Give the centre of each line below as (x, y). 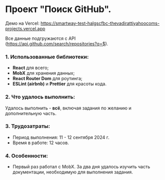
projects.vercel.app (25, 28)
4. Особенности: (27, 156)
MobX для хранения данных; (44, 73)
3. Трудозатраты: (28, 126)
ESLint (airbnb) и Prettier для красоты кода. (59, 84)
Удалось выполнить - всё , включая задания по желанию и (68, 108)
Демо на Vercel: (22, 23)
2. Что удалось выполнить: (40, 97)
